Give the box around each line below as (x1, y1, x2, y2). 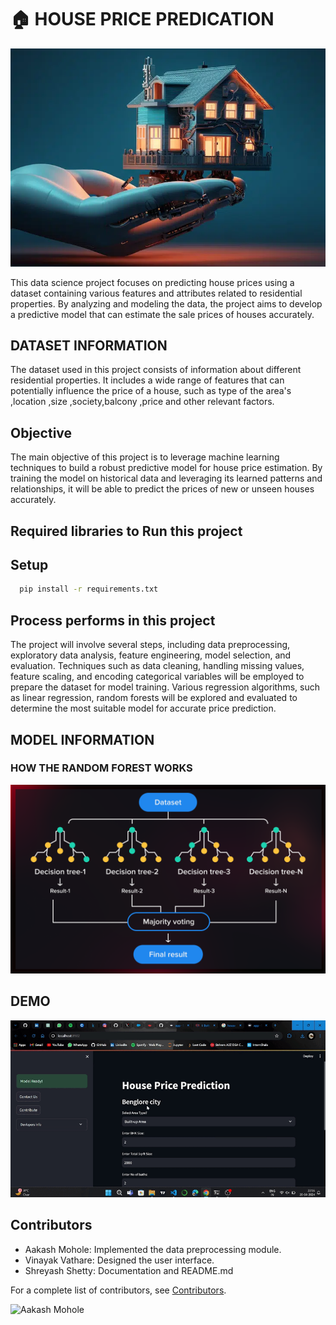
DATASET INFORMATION (10, 337, 168, 354)
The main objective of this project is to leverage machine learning (10, 451, 280, 463)
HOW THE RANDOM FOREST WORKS (10, 761, 193, 775)
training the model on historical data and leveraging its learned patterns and (10, 472, 323, 485)
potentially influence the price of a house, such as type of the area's (10, 385, 292, 397)
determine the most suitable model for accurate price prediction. (10, 702, 277, 715)
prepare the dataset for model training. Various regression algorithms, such (10, 681, 320, 693)
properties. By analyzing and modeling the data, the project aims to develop (10, 297, 323, 310)
